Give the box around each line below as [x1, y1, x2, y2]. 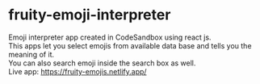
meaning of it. [8, 49, 55, 59]
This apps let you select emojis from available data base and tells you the [8, 40, 252, 50]
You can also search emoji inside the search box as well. [8, 58, 196, 68]
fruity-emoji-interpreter [8, 6, 171, 24]
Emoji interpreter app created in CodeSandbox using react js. [8, 32, 212, 42]
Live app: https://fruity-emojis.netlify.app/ [8, 66, 147, 76]
